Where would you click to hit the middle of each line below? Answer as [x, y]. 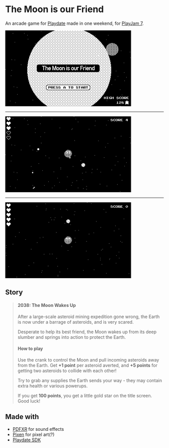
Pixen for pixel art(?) [33, 434]
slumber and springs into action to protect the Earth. [72, 337]
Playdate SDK [27, 440]
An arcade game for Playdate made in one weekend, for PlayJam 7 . [74, 23]
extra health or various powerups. [53, 386]
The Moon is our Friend [55, 9]
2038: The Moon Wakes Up [47, 305]
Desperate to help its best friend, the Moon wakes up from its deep [87, 332]
